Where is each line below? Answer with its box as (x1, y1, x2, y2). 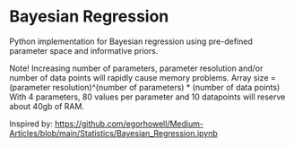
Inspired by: (9, 118, 54, 129)
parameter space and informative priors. (9, 45, 159, 56)
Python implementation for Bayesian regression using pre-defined (9, 36, 253, 47)
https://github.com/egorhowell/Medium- (55, 118, 204, 129)
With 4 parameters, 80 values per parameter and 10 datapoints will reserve (9, 91, 286, 102)
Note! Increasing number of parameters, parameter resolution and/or (9, 63, 264, 73)
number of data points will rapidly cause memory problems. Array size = (9, 72, 276, 82)
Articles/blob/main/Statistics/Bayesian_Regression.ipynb (9, 127, 218, 138)
